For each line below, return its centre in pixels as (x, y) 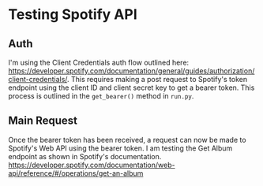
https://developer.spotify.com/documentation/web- (92, 165)
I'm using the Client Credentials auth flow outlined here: (99, 62)
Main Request (43, 121)
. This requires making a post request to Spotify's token (157, 79)
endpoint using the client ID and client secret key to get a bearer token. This (131, 87)
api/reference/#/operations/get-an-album (76, 173)
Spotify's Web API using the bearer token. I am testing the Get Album (120, 148)
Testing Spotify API (73, 15)
